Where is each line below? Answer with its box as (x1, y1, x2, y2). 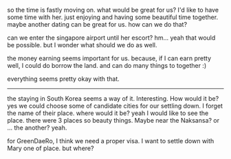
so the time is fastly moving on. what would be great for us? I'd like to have (7, 6, 219, 14)
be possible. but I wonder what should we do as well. (7, 41, 157, 49)
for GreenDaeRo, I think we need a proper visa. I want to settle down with (7, 137, 214, 145)
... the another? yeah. (7, 123, 67, 132)
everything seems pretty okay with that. (7, 75, 120, 83)
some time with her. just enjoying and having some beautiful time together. (7, 13, 219, 21)
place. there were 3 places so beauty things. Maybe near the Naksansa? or (7, 117, 220, 124)
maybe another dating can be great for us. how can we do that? (7, 21, 188, 28)
